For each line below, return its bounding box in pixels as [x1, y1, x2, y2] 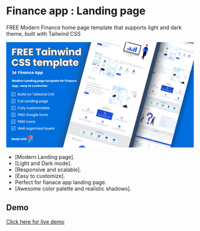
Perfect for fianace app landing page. [14, 179, 107, 186]
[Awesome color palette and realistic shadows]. [14, 185, 132, 192]
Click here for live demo [6, 218, 65, 226]
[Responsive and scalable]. [14, 166, 82, 173]
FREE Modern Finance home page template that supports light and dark [6, 24, 182, 31]
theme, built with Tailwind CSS [6, 30, 81, 37]
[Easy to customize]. [14, 173, 65, 180]
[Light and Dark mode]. [14, 160, 72, 167]
